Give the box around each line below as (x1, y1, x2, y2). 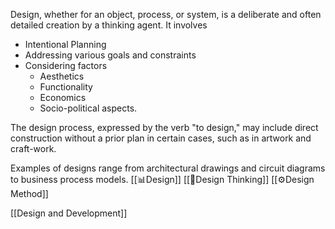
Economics (39, 92, 87, 103)
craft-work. (10, 143, 57, 154)
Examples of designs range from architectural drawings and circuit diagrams (10, 162, 326, 174)
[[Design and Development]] (10, 207, 128, 219)
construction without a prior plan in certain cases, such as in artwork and (10, 132, 312, 144)
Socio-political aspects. (39, 102, 138, 114)
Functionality (39, 81, 93, 93)
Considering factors (24, 60, 108, 71)
